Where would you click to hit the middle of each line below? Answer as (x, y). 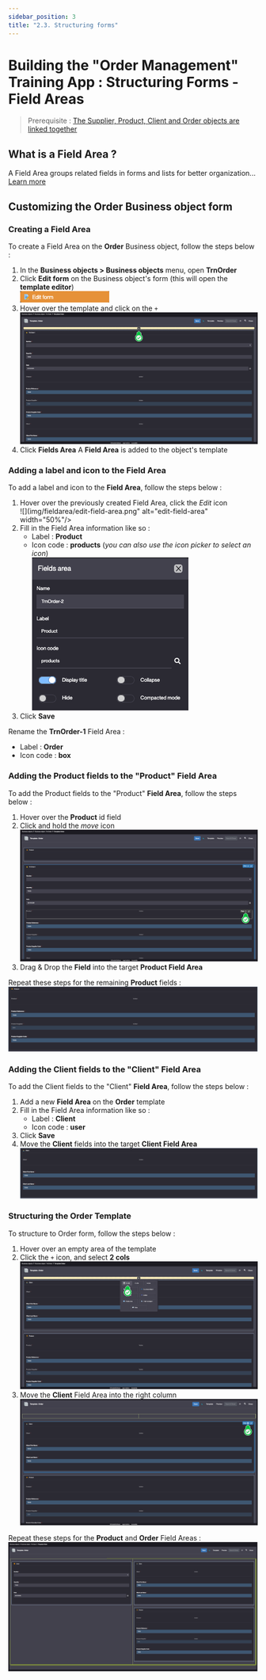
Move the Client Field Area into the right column (98, 1395)
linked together (52, 129)
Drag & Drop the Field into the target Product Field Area (111, 967)
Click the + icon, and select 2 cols (75, 1257)
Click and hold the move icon (67, 825)
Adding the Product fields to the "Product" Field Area (113, 776)
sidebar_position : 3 (42, 17)
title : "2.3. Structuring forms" (63, 25)
